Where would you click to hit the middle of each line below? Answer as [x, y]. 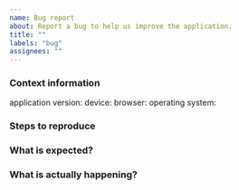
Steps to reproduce [53, 126]
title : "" [28, 34]
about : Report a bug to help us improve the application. [121, 26]
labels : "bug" [36, 43]
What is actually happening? [73, 175]
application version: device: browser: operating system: [113, 103]
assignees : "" [36, 52]
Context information [55, 83]
